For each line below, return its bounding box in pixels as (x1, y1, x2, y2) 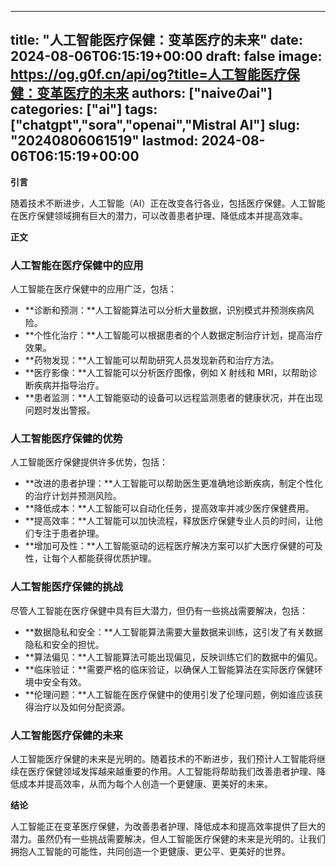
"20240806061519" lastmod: (10, 132, 199, 150)
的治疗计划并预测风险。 (24, 490, 122, 502)
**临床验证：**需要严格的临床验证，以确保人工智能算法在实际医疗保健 (24, 663, 315, 675)
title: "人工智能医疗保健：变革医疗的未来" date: (10, 32, 303, 49)
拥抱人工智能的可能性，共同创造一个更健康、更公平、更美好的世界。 (10, 846, 291, 857)
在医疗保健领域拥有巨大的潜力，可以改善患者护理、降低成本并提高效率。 (10, 209, 308, 221)
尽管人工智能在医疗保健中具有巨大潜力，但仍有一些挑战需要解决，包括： (10, 604, 308, 616)
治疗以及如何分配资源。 (33, 701, 131, 713)
